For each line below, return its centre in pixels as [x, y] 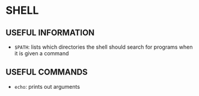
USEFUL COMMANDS [47, 72]
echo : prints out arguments [47, 86]
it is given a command [41, 53]
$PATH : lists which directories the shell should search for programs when [103, 47]
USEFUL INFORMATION [50, 33]
